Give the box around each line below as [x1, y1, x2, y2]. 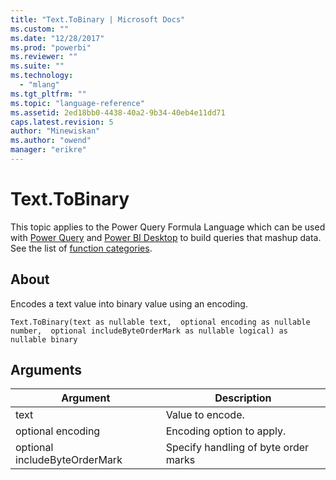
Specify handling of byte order [165, 441, 310, 455]
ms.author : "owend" [10, 136, 92, 146]
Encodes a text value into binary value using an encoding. [10, 297, 248, 310]
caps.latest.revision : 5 [10, 117, 114, 127]
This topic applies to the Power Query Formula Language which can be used [10, 221, 326, 233]
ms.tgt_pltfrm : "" [10, 89, 87, 99]
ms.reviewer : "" [10, 52, 78, 62]
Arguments [10, 362, 83, 379]
